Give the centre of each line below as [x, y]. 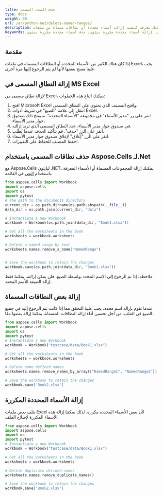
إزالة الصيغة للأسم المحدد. [28, 281]
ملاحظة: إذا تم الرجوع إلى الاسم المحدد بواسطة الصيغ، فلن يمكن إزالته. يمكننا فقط [79, 276]
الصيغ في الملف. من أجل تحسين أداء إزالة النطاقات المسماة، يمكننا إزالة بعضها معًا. [79, 314]
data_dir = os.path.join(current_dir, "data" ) [53, 210]
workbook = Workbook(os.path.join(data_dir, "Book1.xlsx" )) [67, 223]
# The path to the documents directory [45, 200]
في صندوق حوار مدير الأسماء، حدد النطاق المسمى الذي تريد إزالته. [72, 126]
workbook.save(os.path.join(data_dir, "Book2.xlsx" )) [61, 267]
